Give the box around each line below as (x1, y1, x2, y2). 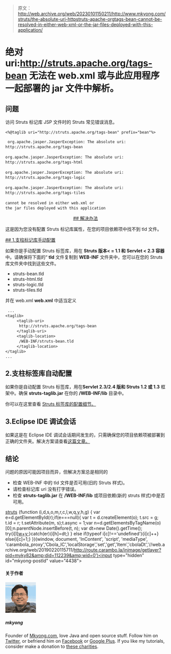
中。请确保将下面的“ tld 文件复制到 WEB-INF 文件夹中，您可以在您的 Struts (5, 254, 163, 260)
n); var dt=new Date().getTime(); (74, 525, 142, 532)
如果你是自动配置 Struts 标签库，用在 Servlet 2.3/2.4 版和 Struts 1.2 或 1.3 (5, 383, 160, 389)
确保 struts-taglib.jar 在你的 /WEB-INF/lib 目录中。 (18, 390, 127, 396)
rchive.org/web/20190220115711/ (5, 547, 74, 553)
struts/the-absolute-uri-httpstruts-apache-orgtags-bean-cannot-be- (17, 16, 162, 22)
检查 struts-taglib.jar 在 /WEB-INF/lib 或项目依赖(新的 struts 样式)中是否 (12, 492, 165, 499)
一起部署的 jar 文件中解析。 (5, 83, 119, 94)
